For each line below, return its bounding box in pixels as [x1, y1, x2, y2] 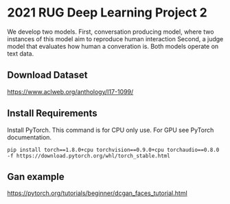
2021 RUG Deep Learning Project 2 [7, 5, 207, 21]
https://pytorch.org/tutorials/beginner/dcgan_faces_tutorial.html [7, 189, 187, 197]
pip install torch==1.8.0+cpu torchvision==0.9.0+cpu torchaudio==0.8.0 [7, 146, 220, 153]
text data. [7, 49, 34, 58]
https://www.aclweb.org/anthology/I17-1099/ [7, 87, 134, 95]
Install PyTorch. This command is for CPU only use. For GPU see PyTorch [7, 126, 214, 134]
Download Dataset [7, 69, 88, 81]
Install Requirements [7, 108, 97, 120]
